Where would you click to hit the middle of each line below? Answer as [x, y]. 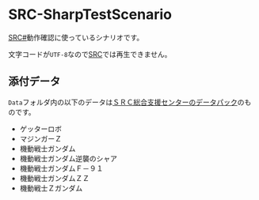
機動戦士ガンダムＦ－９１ [61, 168]
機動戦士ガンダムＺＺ [54, 178]
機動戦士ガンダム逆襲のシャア [68, 158]
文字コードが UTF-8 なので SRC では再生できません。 [90, 54]
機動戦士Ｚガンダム [51, 188]
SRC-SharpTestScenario [90, 15]
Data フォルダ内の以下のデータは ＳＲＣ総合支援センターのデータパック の [126, 102]
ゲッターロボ [40, 129]
